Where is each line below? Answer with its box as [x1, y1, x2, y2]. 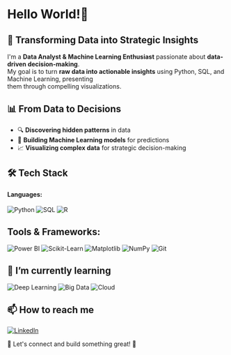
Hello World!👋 [7, 6, 89, 22]
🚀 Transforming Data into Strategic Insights [7, 34, 199, 46]
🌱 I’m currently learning [7, 264, 111, 276]
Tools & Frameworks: [7, 226, 101, 238]
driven [7, 60, 26, 68]
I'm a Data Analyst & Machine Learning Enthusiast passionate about [7, 52, 206, 61]
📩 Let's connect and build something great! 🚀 [7, 340, 137, 348]
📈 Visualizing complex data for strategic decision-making [17, 143, 186, 152]
